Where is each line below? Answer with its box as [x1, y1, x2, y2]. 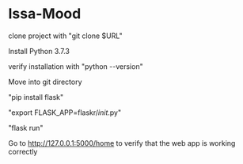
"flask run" [8, 123, 44, 132]
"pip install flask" [8, 92, 64, 101]
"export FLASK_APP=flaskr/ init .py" [8, 108, 121, 117]
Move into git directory [8, 77, 82, 86]
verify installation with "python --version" [8, 61, 144, 71]
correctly [8, 147, 38, 156]
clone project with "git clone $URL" [8, 31, 123, 40]
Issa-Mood [8, 5, 82, 23]
